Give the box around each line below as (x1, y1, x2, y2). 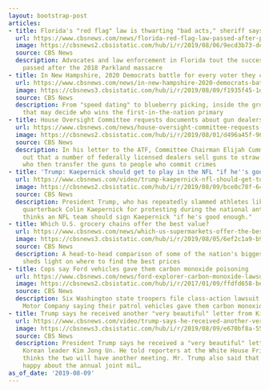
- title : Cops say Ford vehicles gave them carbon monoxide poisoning (8, 265, 249, 273)
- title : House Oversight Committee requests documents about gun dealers (8, 116, 263, 124)
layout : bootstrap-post (8, 11, 88, 20)
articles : (8, 19, 42, 27)
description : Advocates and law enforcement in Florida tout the (15, 57, 239, 65)
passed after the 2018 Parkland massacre (22, 64, 163, 72)
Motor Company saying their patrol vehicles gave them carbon (22, 302, 235, 310)
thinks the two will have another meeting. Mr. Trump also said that (22, 354, 260, 363)
